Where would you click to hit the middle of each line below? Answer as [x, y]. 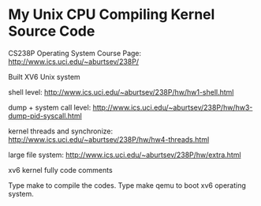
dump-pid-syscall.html [45, 115]
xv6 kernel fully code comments [60, 170]
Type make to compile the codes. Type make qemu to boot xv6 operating [127, 185]
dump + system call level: [50, 107]
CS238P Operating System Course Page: [75, 53]
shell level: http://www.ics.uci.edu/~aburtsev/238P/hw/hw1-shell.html [121, 92]
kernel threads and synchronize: [61, 131]
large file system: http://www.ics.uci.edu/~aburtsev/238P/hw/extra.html [125, 155]
